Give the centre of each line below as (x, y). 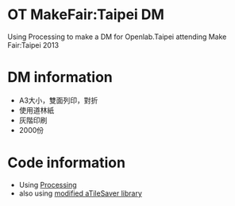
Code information (67, 163)
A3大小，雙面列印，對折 (58, 100)
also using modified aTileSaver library (80, 193)
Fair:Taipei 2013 (33, 45)
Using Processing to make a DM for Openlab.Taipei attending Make (117, 37)
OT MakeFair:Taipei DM (86, 15)
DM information (60, 78)
